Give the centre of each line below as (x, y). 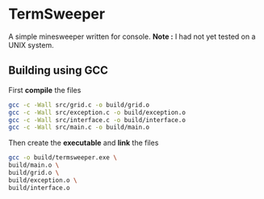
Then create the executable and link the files (84, 143)
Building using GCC (59, 71)
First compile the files (45, 90)
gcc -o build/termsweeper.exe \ (63, 158)
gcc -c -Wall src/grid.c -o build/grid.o (79, 105)
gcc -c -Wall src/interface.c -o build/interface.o (97, 120)
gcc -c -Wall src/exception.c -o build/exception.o (97, 112)
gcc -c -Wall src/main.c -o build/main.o (79, 127)
